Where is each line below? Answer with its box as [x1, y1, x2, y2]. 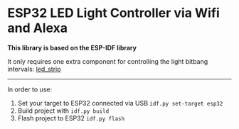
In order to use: [7, 85, 52, 94]
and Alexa [7, 20, 68, 36]
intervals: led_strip [7, 64, 62, 73]
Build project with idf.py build [17, 106, 110, 115]
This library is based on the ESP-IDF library [7, 43, 137, 52]
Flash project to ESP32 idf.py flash [17, 113, 125, 122]
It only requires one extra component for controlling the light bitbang [7, 57, 208, 65]
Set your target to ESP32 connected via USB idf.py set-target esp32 [17, 99, 223, 107]
